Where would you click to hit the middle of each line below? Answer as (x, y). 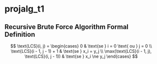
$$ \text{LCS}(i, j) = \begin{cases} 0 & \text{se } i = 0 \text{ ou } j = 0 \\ (81, 46)
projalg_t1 (25, 9)
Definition (20, 34)
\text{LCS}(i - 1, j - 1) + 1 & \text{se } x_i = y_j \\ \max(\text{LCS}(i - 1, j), (81, 51)
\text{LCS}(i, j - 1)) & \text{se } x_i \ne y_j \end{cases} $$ (81, 56)
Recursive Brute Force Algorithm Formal (67, 27)
